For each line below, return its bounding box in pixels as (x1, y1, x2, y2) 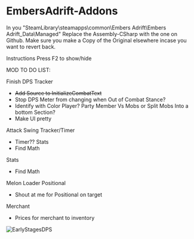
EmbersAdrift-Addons (6, 4, 118, 18)
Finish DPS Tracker (6, 78, 54, 85)
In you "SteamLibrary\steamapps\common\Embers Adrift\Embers (6, 24, 167, 31)
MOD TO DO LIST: (6, 66, 51, 73)
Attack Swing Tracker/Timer (6, 126, 75, 134)
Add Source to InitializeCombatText (14, 89, 102, 96)
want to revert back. (6, 43, 56, 50)
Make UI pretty (14, 115, 52, 122)
